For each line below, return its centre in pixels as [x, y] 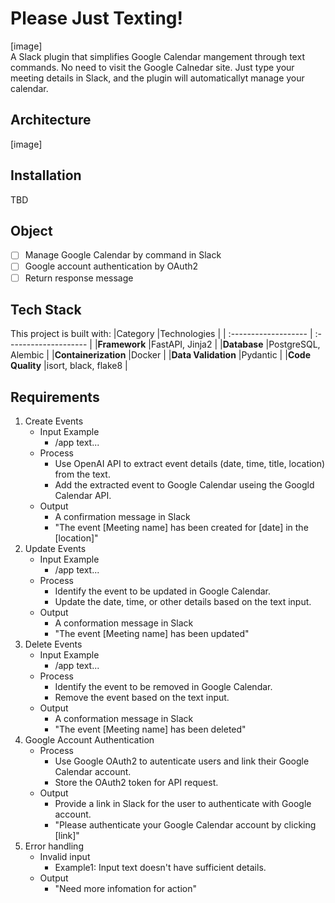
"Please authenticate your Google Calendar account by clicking [185, 825]
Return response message [79, 278]
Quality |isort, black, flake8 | [69, 366]
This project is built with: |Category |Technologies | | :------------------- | [161, 334]
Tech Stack [46, 309]
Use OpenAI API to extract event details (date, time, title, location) [190, 464]
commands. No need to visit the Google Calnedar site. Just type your [152, 67]
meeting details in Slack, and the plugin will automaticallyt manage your [157, 78]
